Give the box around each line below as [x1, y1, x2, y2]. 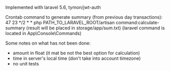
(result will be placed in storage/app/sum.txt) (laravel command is [26, 25, 165, 31]
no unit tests [12, 61, 39, 66]
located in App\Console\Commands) [5, 30, 82, 36]
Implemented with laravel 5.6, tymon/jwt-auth [5, 5, 101, 10]
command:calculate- [116, 20, 160, 25]
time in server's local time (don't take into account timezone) [12, 55, 141, 61]
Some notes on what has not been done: [5, 40, 91, 46]
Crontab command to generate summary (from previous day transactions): [5, 14, 163, 20]
